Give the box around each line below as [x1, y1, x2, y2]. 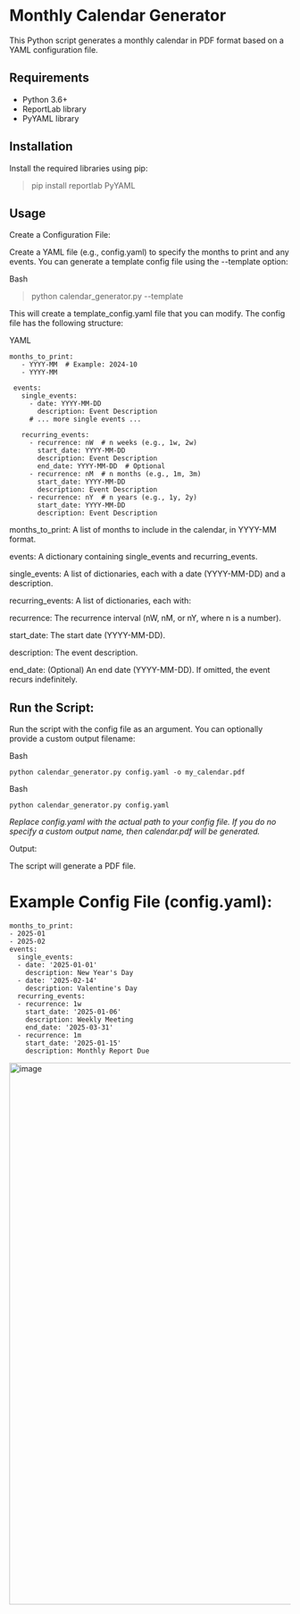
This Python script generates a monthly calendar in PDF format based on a [9, 35, 284, 46]
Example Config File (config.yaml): [9, 892, 272, 912]
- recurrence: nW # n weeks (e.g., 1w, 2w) [29, 439, 198, 448]
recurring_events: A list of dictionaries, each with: [9, 595, 192, 606]
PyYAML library [21, 113, 79, 123]
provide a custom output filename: [9, 734, 136, 744]
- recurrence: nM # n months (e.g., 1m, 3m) [29, 470, 202, 479]
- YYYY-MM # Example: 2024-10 [21, 360, 138, 369]
